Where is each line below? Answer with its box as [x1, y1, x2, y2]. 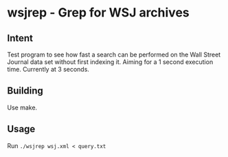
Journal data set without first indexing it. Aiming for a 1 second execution [7, 58, 214, 66]
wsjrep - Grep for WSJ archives [7, 5, 190, 21]
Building [7, 85, 43, 97]
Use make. [7, 103, 38, 112]
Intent [7, 32, 33, 44]
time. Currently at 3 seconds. [7, 65, 89, 73]
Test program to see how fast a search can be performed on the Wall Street [7, 50, 221, 59]
